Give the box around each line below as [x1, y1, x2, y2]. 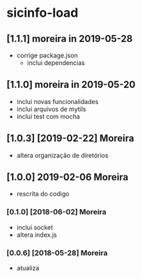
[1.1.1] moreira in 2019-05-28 [6, 33, 133, 45]
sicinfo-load [6, 5, 79, 21]
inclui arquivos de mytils [16, 105, 86, 113]
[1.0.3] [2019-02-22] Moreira [6, 133, 134, 145]
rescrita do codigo [16, 190, 70, 198]
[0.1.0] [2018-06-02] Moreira [6, 207, 107, 217]
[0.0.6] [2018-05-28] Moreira [6, 248, 108, 258]
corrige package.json [16, 51, 78, 59]
